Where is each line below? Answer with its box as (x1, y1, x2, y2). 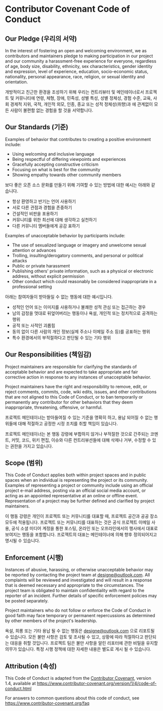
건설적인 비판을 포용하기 (12, 210, 58, 216)
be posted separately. (5, 598, 49, 604)
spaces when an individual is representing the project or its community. (5, 477, 148, 483)
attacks (12, 258, 27, 264)
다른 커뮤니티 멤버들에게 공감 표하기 (12, 222, 80, 228)
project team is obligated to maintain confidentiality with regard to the (5, 588, 145, 594)
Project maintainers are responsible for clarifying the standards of (5, 363, 137, 370)
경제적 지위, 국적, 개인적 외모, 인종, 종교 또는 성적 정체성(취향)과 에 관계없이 (10, 101, 153, 107)
